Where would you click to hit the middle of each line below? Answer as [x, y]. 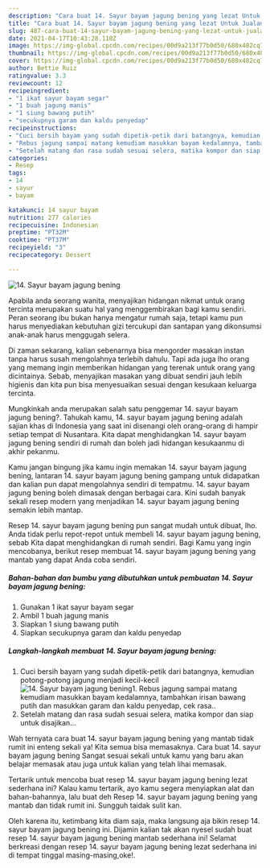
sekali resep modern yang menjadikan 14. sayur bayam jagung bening [124, 501]
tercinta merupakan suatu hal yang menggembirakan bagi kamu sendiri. [127, 309]
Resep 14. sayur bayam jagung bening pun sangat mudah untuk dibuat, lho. [133, 525]
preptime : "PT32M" [39, 233]
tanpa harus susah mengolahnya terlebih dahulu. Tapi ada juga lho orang [129, 358]
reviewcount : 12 [35, 83]
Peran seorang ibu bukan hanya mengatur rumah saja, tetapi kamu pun [126, 317]
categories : [28, 158]
